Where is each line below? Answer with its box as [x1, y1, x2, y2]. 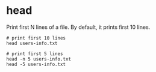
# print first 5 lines [6, 50, 63, 57]
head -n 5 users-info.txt [6, 56, 71, 62]
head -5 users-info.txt [6, 61, 66, 67]
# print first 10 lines [6, 35, 66, 41]
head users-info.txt [6, 40, 58, 46]
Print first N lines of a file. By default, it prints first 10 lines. [6, 23, 151, 31]
